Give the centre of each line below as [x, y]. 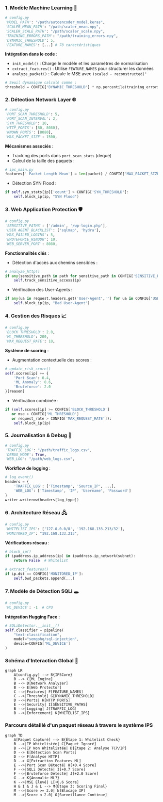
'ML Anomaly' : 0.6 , [33, 382]
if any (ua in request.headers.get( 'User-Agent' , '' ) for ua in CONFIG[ [78, 299]
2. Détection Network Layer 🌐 [41, 100]
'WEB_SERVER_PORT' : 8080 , [31, 244]
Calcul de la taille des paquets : [43, 161]
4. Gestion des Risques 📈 [36, 316]
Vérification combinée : [35, 401]
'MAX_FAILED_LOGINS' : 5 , [30, 235]
